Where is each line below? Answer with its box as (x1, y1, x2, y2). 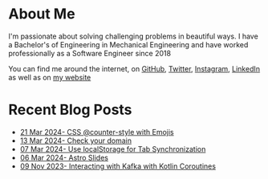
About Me (8, 5, 75, 23)
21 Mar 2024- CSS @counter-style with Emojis (19, 127, 174, 136)
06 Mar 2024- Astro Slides (19, 153, 108, 162)
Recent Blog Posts (8, 101, 132, 119)
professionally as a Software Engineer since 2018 (8, 48, 171, 58)
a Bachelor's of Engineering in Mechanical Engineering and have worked (8, 39, 249, 49)
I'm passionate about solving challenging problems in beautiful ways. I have (8, 31, 258, 41)
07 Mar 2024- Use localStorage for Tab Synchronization (19, 144, 206, 153)
